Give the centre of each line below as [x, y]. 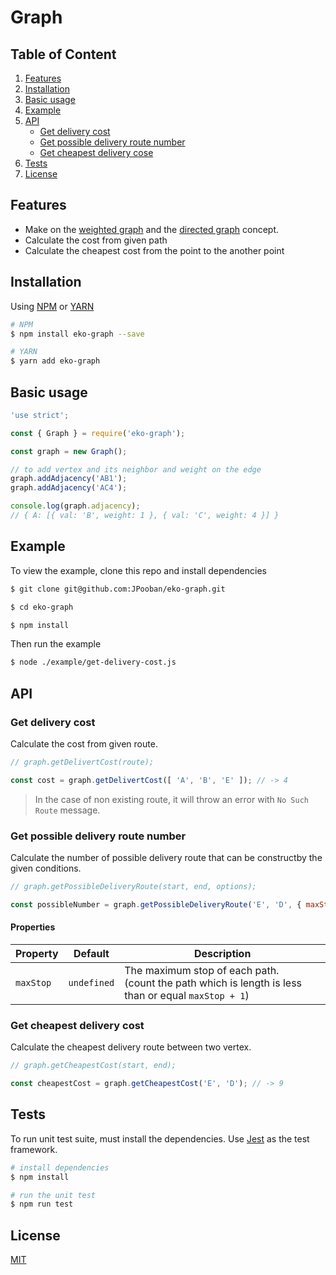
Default [91, 953]
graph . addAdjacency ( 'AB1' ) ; [69, 479]
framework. [34, 1149]
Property [37, 953]
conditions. [58, 868]
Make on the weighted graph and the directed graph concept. [152, 229]
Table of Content [63, 54]
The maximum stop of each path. [202, 970]
